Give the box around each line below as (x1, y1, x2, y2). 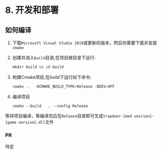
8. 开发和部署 (5, 4, 59, 16)
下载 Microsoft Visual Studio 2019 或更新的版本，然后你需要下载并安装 (12, 40, 158, 46)
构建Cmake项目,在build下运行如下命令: (12, 74, 92, 80)
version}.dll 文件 (18, 119, 54, 125)
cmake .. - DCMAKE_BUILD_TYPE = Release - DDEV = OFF (12, 84, 115, 89)
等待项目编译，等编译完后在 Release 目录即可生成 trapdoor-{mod (5, 112, 132, 119)
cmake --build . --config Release (12, 103, 88, 108)
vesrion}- (134, 113, 155, 119)
